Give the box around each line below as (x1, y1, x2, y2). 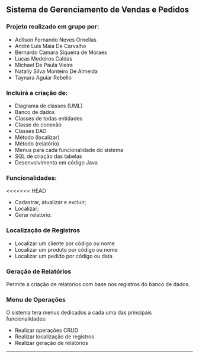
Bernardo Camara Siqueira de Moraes (14, 49, 108, 56)
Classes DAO (14, 127, 47, 134)
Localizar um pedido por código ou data (14, 252, 113, 259)
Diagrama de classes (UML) (14, 102, 83, 109)
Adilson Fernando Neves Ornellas (14, 36, 97, 43)
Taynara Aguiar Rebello (14, 74, 72, 81)
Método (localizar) (14, 134, 60, 141)
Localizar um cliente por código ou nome (14, 240, 115, 247)
